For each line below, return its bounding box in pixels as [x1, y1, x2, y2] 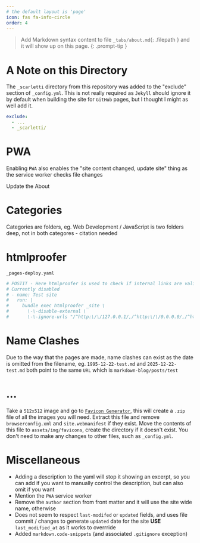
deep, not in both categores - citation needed [6, 229, 118, 236]
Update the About [6, 183, 50, 190]
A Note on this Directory [6, 63, 128, 77]
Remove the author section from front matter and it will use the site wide [14, 498, 192, 505]
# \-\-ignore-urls [6, 314, 68, 320]
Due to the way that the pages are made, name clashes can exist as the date [6, 353, 193, 361]
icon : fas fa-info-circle [6, 14, 70, 20]
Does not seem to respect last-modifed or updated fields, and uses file [14, 511, 187, 518]
